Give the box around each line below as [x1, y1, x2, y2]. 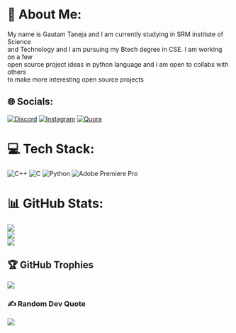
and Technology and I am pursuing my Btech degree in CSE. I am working [7, 45, 223, 53]
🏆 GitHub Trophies [7, 259, 94, 271]
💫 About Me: [7, 6, 82, 23]
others [7, 67, 27, 76]
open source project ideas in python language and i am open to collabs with [7, 60, 229, 68]
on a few [7, 53, 33, 61]
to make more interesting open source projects [7, 75, 144, 84]
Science [7, 37, 31, 45]
